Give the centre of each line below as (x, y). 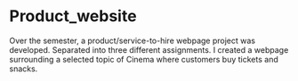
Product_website (73, 16)
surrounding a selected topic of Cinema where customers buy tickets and (144, 59)
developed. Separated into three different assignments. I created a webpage (149, 49)
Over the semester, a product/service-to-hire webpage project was (133, 40)
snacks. (24, 69)
